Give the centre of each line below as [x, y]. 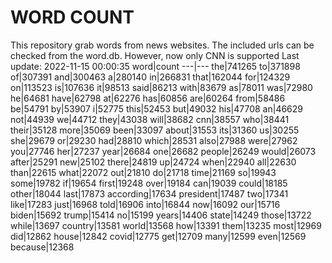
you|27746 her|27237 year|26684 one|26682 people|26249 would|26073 [163, 151]
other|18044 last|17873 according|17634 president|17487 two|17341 [149, 193]
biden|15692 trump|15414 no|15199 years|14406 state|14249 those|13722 [161, 215]
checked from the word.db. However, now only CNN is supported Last [155, 55]
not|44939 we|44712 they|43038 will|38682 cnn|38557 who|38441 [150, 119]
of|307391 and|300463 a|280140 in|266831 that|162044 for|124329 [150, 77]
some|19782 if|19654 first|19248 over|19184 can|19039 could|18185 [149, 183]
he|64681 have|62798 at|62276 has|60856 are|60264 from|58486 [148, 98]
